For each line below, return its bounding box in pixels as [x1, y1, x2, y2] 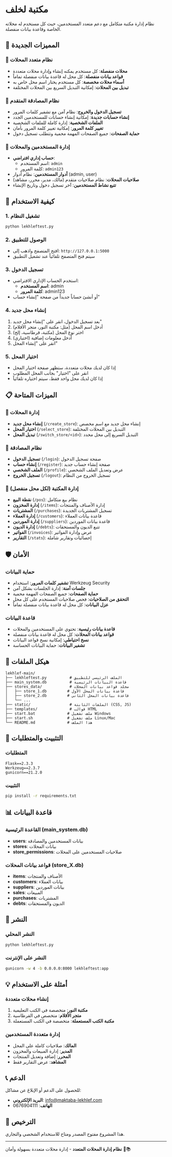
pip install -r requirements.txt [5, 793, 77, 799]
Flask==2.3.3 [5, 761, 33, 766]
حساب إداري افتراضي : [12, 155, 55, 161]
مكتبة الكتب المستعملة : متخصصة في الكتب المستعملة [12, 1018, 114, 1024]
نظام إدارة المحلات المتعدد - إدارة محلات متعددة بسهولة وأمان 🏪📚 [5, 1146, 132, 1152]
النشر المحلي [5, 931, 35, 938]
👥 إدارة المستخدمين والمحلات [5, 143, 70, 150]
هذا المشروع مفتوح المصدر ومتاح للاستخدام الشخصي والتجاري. [5, 1131, 125, 1137]
